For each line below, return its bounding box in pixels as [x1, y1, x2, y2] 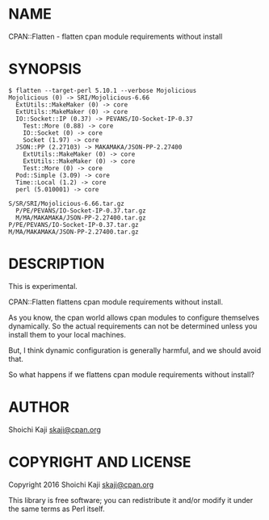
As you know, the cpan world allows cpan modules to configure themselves [8, 312, 260, 322]
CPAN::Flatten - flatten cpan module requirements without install [8, 31, 223, 41]
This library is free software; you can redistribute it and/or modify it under [8, 495, 254, 505]
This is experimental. [8, 281, 78, 291]
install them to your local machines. [8, 329, 127, 339]
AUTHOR [8, 398, 70, 416]
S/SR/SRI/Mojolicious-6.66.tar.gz [8, 199, 125, 208]
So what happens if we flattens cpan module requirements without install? [8, 369, 254, 380]
